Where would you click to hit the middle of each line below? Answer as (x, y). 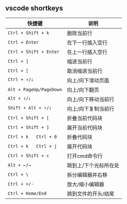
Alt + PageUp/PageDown (35, 89)
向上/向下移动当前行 (90, 99)
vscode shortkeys (34, 8)
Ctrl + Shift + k (28, 33)
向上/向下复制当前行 (90, 109)
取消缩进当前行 (84, 71)
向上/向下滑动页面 (88, 80)
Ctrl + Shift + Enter (34, 52)
